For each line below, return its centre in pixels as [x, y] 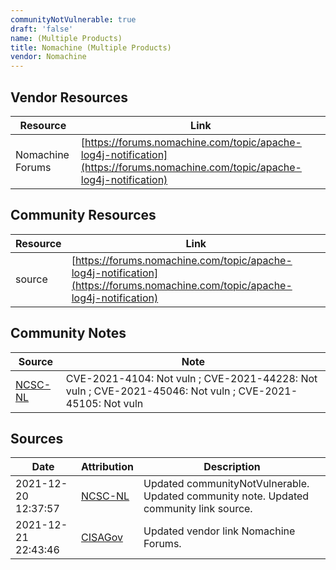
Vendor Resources [69, 97]
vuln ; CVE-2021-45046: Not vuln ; [151, 391]
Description [232, 467]
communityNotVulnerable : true [73, 19]
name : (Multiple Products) [66, 38]
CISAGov [101, 538]
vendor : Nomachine [48, 57]
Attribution [107, 467]
